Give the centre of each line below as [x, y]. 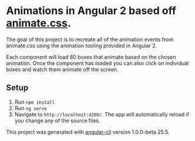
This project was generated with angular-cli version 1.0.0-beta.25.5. [88, 132]
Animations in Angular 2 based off [91, 11]
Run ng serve [31, 108]
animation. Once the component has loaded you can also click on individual [97, 63]
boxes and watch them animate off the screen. [62, 69]
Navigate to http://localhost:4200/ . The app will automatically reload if [102, 114]
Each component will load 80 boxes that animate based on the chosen [91, 57]
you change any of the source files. [58, 121]
